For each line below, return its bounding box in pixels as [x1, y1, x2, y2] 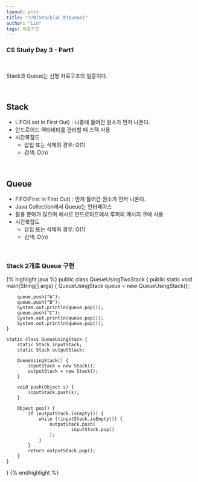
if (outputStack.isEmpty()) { [28, 410, 104, 417]
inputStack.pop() [71, 427, 115, 433]
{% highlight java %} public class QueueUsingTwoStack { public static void [6, 276, 193, 283]
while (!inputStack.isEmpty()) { [38, 416, 123, 422]
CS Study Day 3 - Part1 [6, 46, 74, 55]
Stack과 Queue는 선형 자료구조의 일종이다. [6, 72, 107, 79]
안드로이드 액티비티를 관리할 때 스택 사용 [14, 126, 110, 133]
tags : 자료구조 [6, 25, 39, 32]
